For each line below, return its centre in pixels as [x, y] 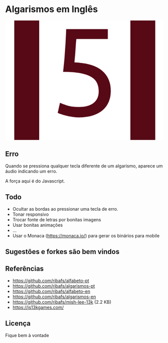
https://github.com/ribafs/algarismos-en [54, 297]
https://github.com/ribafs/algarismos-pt [54, 286]
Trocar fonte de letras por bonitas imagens [57, 220]
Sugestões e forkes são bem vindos [62, 252]
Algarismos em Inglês [52, 9]
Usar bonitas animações [37, 225]
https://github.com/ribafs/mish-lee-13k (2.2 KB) [62, 302]
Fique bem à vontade [27, 335]
